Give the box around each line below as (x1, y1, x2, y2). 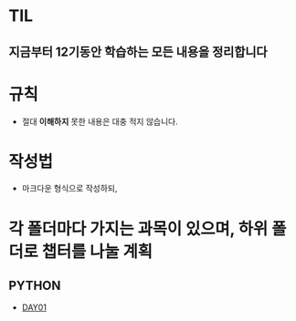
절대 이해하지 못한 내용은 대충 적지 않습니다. (21, 116, 179, 127)
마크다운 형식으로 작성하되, (21, 183, 118, 194)
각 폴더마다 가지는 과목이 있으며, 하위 (8, 218, 269, 239)
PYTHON (8, 278, 61, 294)
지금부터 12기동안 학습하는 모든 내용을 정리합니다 (8, 44, 268, 59)
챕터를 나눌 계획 (41, 241, 153, 262)
